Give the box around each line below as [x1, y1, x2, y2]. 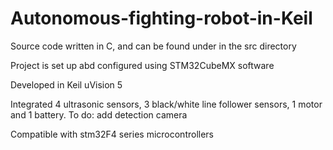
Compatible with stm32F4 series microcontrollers [10, 128, 215, 140]
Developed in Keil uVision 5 [10, 78, 123, 91]
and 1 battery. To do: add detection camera [10, 108, 188, 121]
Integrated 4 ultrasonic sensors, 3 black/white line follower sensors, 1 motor [10, 98, 323, 110]
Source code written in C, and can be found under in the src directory [10, 40, 297, 52]
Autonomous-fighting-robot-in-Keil [10, 7, 313, 30]
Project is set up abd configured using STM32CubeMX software [10, 59, 275, 71]
